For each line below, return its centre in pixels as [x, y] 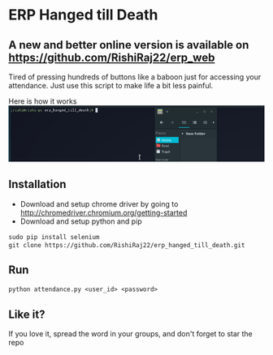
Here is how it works [43, 101]
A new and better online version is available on [129, 45]
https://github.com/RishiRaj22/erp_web [112, 57]
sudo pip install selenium [54, 237]
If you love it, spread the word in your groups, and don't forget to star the [131, 334]
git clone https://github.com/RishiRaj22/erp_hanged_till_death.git [127, 245]
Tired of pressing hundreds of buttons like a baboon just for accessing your [135, 77]
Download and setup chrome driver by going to [99, 203]
